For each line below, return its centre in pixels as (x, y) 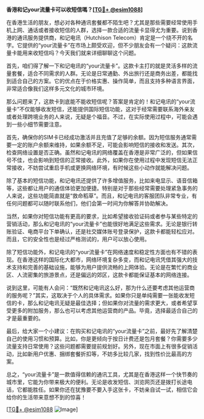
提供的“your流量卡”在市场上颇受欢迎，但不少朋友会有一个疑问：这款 (107, 45)
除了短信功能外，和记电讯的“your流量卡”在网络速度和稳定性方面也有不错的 (99, 252)
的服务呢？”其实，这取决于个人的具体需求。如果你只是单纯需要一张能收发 (98, 295)
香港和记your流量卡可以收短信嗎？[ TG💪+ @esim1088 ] (75, 9)
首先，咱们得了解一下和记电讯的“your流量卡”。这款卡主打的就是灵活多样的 (99, 66)
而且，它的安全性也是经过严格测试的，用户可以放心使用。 (78, 239)
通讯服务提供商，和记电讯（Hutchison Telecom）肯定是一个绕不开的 (102, 38)
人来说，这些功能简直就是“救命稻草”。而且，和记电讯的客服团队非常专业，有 (102, 196)
